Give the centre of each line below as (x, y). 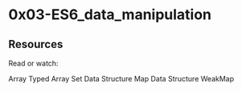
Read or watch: (33, 63)
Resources (36, 44)
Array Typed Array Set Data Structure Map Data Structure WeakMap (121, 79)
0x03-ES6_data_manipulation (110, 15)
